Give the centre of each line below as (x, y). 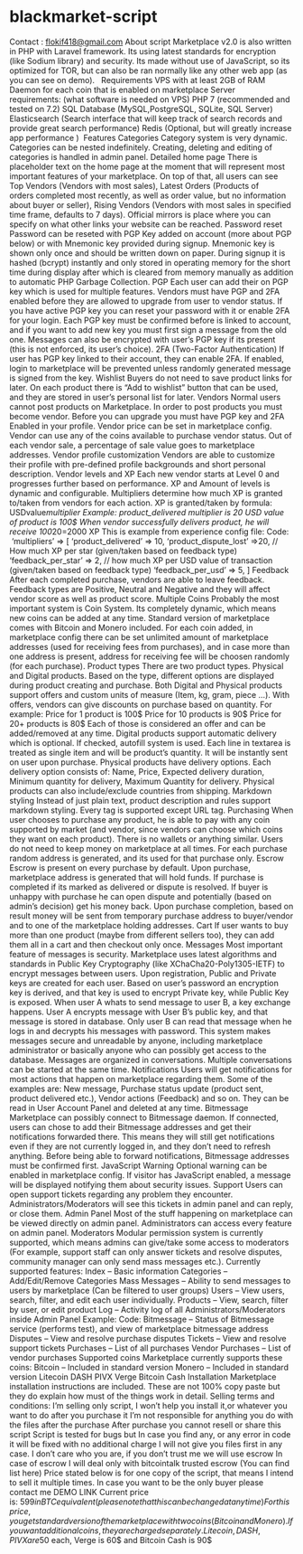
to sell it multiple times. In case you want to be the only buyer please (137, 1482)
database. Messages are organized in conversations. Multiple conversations (151, 1060)
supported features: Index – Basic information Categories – (119, 1271)
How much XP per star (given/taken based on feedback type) (123, 551)
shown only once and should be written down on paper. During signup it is (147, 253)
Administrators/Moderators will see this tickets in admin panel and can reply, (151, 1203)
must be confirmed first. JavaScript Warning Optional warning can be (138, 1165)
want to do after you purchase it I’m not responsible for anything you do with (151, 1415)
